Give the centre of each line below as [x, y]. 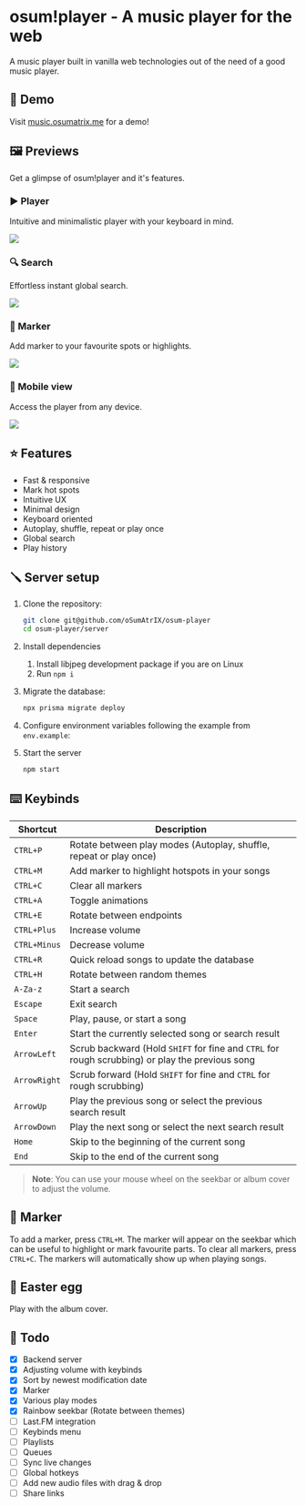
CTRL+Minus [37, 945]
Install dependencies [62, 646]
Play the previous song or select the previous [166, 1101]
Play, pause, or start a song [128, 1019]
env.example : [46, 735]
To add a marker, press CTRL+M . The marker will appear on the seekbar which [153, 1239]
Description [181, 829]
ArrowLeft [35, 1054]
